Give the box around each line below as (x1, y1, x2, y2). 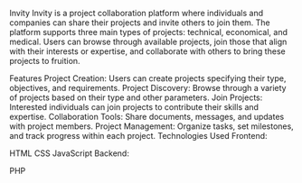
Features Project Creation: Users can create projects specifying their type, (9, 73, 287, 84)
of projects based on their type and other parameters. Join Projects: (9, 92, 263, 103)
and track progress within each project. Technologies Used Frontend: (9, 131, 269, 141)
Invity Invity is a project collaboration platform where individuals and (9, 8, 264, 18)
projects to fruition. (9, 56, 80, 66)
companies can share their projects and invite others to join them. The (9, 17, 271, 28)
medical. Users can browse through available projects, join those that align (9, 36, 288, 47)
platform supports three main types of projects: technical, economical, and (9, 27, 288, 37)
